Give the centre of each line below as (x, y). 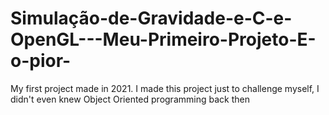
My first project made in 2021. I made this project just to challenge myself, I (165, 88)
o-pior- (41, 61)
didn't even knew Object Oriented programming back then (130, 99)
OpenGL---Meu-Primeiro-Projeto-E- (163, 39)
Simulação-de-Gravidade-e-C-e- (151, 18)
